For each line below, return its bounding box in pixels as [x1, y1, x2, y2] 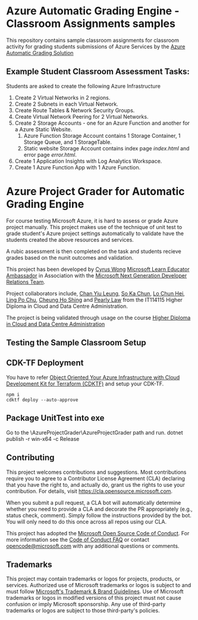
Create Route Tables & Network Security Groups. [14, 106, 135, 114]
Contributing [6, 452, 55, 463]
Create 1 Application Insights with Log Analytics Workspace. [14, 157, 162, 165]
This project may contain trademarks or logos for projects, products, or [6, 575, 180, 582]
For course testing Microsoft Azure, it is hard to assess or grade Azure [6, 217, 178, 224]
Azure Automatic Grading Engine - [6, 4, 180, 18]
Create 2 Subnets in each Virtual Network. [14, 100, 119, 107]
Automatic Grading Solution [6, 49, 74, 56]
